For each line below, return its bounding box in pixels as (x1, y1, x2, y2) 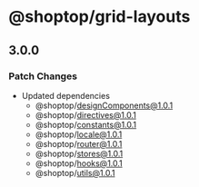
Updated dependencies (21, 90, 111, 101)
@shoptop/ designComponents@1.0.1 (35, 100, 174, 111)
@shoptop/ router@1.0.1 (35, 138, 123, 149)
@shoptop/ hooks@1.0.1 (35, 157, 124, 169)
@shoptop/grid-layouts (8, 6, 191, 27)
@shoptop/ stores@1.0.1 (35, 148, 124, 159)
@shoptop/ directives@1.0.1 (35, 109, 137, 120)
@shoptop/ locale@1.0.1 (35, 129, 123, 140)
